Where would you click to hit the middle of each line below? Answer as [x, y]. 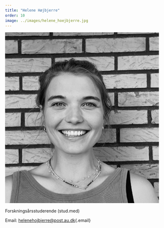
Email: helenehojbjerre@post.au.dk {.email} [48, 220]
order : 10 [15, 15]
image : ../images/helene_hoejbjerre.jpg [47, 20]
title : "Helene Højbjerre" [32, 10]
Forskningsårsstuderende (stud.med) [42, 211]
